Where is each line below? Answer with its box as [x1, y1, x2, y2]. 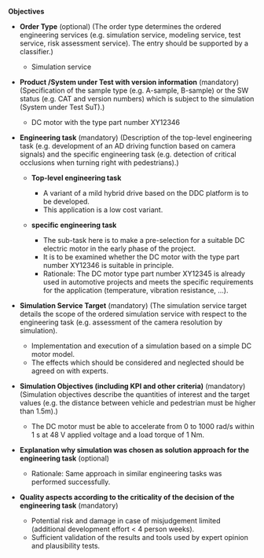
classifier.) [19, 47, 53, 56]
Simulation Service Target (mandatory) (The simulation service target [19, 301, 247, 310]
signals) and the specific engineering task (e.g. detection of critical [19, 149, 237, 159]
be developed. [42, 196, 90, 206]
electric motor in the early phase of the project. [42, 244, 196, 253]
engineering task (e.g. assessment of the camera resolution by [19, 318, 222, 327]
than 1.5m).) [19, 406, 59, 416]
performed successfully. [31, 477, 111, 486]
